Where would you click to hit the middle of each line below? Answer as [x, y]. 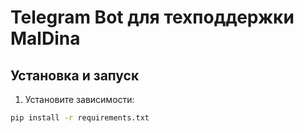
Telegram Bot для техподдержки [152, 17]
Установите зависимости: [79, 99]
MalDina [45, 38]
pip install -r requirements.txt [80, 118]
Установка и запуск [75, 75]
